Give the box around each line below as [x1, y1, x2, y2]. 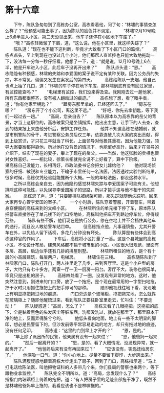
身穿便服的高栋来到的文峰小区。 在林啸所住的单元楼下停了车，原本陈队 [5, 205, 156, 211]
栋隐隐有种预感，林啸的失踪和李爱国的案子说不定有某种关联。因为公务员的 [5, 70, 155, 76]
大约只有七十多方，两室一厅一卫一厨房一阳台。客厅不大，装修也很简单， [13, 266, 159, 272]
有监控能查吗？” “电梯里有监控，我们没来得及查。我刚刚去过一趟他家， [5, 89, 156, 94]
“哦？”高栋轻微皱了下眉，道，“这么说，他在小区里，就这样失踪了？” [13, 40, 150, 46]
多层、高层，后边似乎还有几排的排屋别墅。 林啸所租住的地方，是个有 [5, 248, 152, 254]
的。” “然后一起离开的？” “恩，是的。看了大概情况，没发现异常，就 [5, 340, 154, 346]
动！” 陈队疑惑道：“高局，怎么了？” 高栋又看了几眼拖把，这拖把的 [5, 303, 155, 309]
